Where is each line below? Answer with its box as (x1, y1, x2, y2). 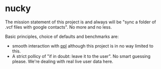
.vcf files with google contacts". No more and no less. (5, 24, 112, 30)
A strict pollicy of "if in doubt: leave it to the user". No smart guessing (12, 53, 151, 59)
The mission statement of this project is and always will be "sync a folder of (5, 19, 156, 25)
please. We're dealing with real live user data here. (12, 58, 113, 64)
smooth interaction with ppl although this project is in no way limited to (12, 43, 154, 49)
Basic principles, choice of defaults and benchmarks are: (5, 34, 119, 39)
